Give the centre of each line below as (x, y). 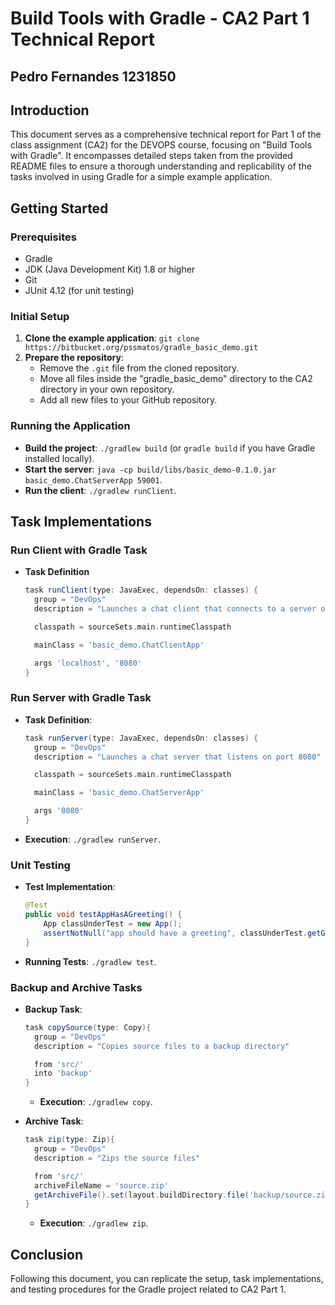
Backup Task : (53, 1009)
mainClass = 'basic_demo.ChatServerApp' (119, 793)
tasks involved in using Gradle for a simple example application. (141, 177)
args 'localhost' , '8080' (88, 663)
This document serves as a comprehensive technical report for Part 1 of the (166, 134)
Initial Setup (40, 316)
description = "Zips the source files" (117, 1158)
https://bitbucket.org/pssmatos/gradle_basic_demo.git (141, 348)
